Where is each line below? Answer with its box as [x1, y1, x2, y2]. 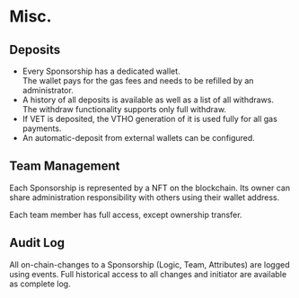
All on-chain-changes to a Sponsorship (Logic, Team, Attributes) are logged [9, 259, 290, 270]
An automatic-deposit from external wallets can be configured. [22, 133, 256, 143]
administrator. [22, 85, 74, 95]
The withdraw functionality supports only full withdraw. [22, 104, 227, 114]
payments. [22, 123, 62, 134]
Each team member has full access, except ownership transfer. [9, 209, 242, 220]
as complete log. [9, 278, 71, 289]
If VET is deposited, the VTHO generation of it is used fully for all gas [22, 114, 278, 124]
